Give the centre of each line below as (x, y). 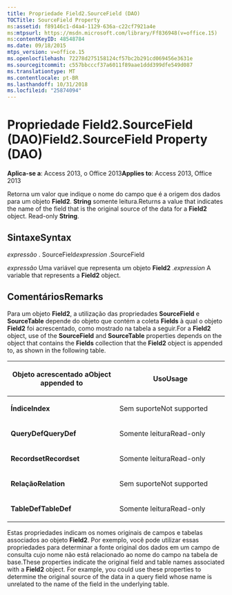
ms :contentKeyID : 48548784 (46, 39)
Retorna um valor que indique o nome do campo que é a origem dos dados (114, 194)
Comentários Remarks (55, 297)
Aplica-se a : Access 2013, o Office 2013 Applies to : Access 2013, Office (110, 173)
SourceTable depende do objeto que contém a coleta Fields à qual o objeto (115, 321)
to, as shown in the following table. (57, 350)
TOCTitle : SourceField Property (54, 20)
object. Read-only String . (43, 216)
